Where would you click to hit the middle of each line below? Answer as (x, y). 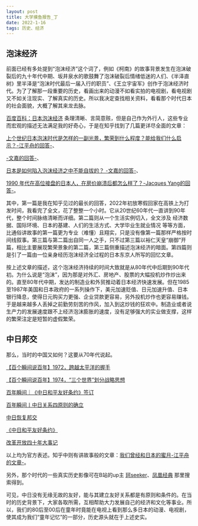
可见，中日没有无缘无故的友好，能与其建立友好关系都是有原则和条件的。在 (96, 495)
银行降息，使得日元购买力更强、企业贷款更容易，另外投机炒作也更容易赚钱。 (99, 297)
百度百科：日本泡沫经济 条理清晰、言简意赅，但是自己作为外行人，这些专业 (97, 118)
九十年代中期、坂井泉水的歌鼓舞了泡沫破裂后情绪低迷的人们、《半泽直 (105, 76)
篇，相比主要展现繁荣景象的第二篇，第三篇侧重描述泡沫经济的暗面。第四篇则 (99, 247)
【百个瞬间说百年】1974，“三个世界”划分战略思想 (66, 380)
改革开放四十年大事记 (32, 442)
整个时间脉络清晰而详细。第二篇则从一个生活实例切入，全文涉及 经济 (100, 218)
